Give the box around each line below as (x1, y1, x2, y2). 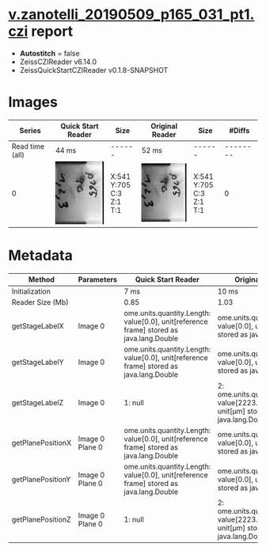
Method (28, 275, 55, 284)
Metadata (8, 247, 73, 264)
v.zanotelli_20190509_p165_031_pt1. (8, 6, 255, 24)
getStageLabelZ (11, 397, 64, 407)
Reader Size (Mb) (11, 297, 69, 306)
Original (150, 121, 178, 131)
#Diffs (229, 125, 250, 135)
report (31, 22, 74, 40)
